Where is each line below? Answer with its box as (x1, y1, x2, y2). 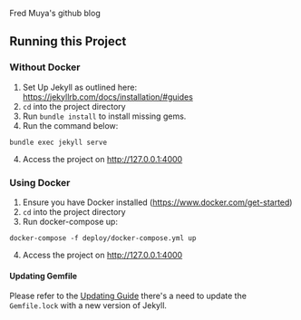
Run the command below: (22, 120, 119, 131)
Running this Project (9, 34, 127, 49)
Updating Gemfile (9, 270, 78, 281)
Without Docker (9, 61, 81, 73)
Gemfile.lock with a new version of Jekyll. (9, 300, 168, 311)
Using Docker (9, 176, 71, 189)
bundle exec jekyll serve (9, 138, 107, 147)
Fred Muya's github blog (9, 8, 102, 18)
